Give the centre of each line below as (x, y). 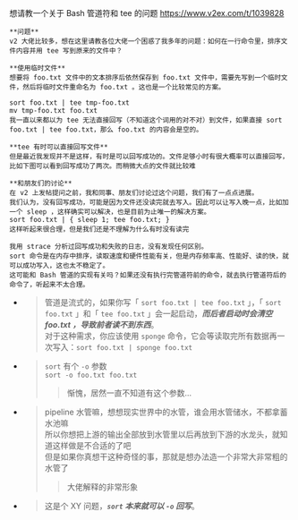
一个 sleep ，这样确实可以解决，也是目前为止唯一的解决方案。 (110, 212)
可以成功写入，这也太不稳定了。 (60, 266)
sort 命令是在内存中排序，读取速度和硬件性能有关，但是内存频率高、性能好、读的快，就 (149, 256)
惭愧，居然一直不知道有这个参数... (129, 393)
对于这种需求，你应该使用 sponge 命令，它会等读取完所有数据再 (161, 336)
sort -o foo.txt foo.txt (91, 375)
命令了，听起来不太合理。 (49, 285)
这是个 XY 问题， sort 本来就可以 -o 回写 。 (122, 506)
